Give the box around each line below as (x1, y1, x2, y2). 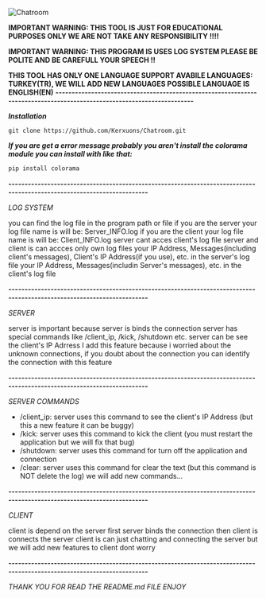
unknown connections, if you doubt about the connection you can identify (8, 348, 250, 358)
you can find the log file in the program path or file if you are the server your (8, 218, 257, 227)
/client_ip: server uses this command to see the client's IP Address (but (19, 412, 253, 421)
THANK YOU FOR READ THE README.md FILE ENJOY (8, 581, 187, 592)
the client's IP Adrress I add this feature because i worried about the (8, 340, 232, 350)
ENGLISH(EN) (8, 87, 54, 97)
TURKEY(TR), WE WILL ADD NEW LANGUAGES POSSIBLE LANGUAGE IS (8, 80, 250, 88)
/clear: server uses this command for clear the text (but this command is (19, 462, 256, 472)
